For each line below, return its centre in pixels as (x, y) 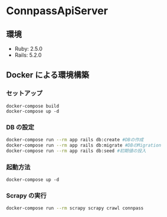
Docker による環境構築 (48, 75)
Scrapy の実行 (27, 195)
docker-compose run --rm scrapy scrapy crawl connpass (75, 208)
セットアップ (24, 93)
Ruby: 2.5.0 (29, 49)
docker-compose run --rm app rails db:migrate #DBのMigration (83, 145)
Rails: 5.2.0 (28, 55)
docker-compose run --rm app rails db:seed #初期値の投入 (76, 151)
